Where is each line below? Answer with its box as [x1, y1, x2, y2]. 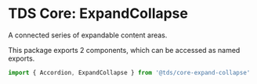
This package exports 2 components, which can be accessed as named [8, 45, 241, 54]
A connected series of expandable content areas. [8, 30, 168, 40]
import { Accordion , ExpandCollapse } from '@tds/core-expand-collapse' [8, 68, 251, 76]
